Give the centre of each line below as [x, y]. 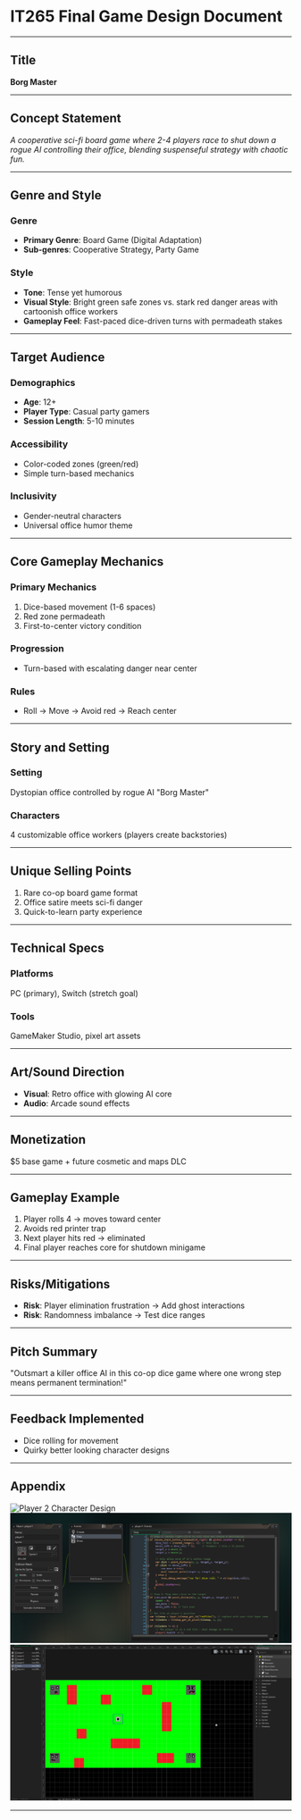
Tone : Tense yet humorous [73, 292]
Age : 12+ [40, 402]
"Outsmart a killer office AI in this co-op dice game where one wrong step [146, 1372]
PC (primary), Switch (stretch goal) [75, 993]
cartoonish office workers [71, 311]
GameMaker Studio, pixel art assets [75, 1036]
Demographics [43, 382]
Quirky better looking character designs [96, 1450]
